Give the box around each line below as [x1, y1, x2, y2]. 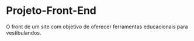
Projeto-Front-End [6, 4, 96, 17]
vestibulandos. [6, 29, 41, 36]
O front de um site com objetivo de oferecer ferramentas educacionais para [6, 23, 188, 30]
